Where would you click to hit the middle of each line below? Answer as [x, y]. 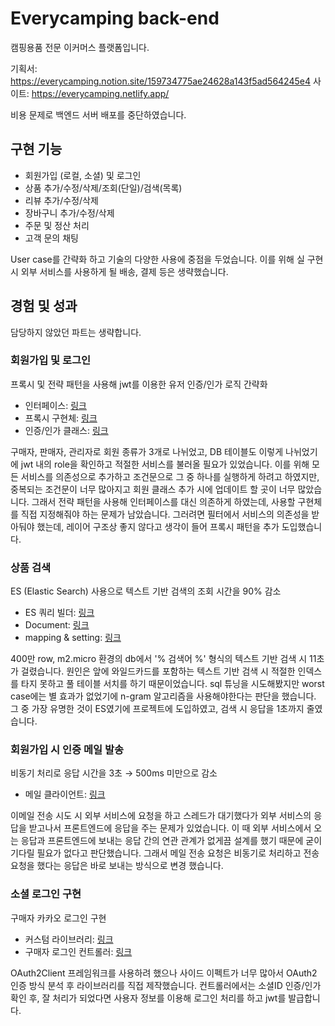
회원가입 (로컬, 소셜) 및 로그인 [83, 175]
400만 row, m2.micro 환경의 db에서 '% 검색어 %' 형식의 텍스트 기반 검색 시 [159, 659]
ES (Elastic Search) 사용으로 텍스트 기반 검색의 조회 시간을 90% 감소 [146, 591]
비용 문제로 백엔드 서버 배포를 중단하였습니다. [98, 114]
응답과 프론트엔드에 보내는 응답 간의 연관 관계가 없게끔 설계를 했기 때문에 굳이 [171, 841]
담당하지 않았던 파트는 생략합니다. [76, 332]
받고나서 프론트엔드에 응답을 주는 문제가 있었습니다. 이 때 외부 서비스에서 [170, 828]
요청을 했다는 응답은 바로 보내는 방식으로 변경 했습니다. [117, 866]
